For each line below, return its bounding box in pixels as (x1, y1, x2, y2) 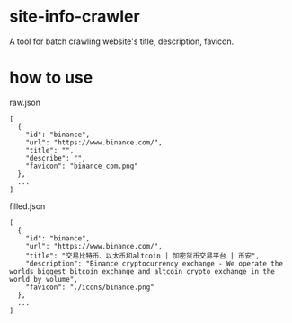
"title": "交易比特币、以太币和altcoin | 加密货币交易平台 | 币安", (25, 251, 261, 260)
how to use (9, 67, 93, 88)
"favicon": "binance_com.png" (25, 161, 139, 170)
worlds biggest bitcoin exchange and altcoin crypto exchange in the (9, 266, 276, 275)
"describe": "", (25, 153, 87, 162)
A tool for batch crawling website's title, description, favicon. (9, 36, 234, 47)
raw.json (9, 97, 41, 108)
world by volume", (9, 275, 78, 284)
